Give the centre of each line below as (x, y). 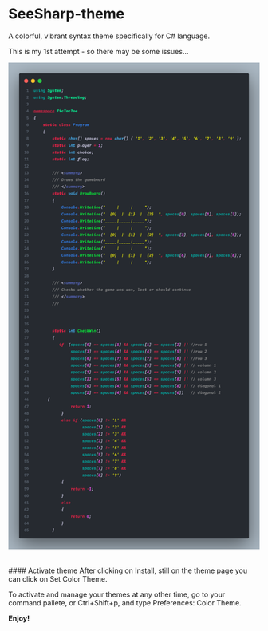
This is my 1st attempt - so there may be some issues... (99, 51)
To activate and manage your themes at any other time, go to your (117, 594)
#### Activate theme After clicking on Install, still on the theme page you (128, 570)
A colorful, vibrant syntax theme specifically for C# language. (109, 36)
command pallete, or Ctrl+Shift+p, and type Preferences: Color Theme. (125, 603)
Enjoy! (19, 618)
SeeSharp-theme (67, 14)
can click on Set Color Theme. (58, 579)
